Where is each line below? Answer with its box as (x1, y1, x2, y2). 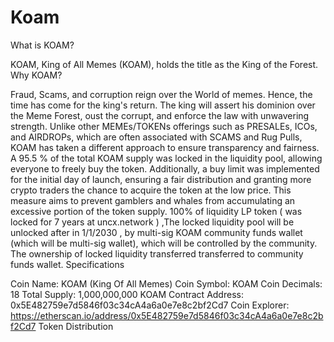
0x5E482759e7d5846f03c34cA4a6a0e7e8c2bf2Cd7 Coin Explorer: (10, 299, 290, 311)
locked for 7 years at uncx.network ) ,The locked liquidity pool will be (10, 216, 295, 228)
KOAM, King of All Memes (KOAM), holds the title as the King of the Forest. (10, 58, 319, 70)
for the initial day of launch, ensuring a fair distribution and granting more (10, 173, 312, 185)
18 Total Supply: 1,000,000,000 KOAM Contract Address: (10, 288, 244, 300)
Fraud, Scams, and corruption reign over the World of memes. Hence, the (10, 88, 313, 100)
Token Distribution (38, 320, 114, 332)
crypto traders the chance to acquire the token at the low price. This (10, 184, 292, 196)
